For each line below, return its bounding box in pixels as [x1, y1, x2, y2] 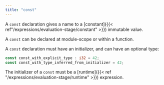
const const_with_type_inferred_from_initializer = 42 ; [5, 60, 124, 65]
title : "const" [5, 7, 37, 12]
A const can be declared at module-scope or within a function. [5, 36, 134, 42]
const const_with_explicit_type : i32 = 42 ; [5, 55, 99, 60]
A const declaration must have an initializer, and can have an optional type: [5, 45, 159, 51]
